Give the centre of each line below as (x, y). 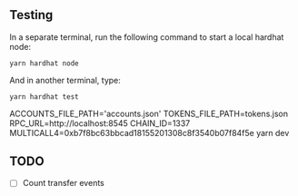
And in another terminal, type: (65, 80)
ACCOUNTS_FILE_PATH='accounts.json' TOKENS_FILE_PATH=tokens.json (149, 113)
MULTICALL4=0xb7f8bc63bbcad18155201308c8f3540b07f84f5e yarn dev (149, 132)
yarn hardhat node (44, 63)
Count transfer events (63, 183)
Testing (31, 15)
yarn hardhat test (44, 97)
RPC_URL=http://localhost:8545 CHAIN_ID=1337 (100, 123)
